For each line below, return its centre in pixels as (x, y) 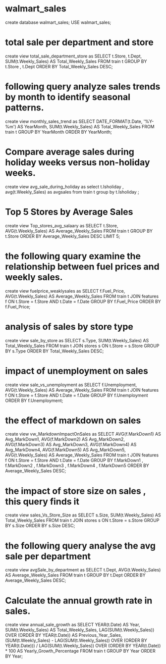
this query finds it (42, 501)
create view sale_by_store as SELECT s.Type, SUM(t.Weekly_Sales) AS (77, 340)
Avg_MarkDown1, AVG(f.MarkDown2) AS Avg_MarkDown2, (65, 439)
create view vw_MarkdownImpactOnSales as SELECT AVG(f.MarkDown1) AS (83, 434)
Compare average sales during (70, 152)
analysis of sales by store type (69, 327)
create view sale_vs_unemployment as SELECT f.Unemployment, (71, 385)
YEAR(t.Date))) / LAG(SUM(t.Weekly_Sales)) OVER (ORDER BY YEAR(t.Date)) (83, 646)
